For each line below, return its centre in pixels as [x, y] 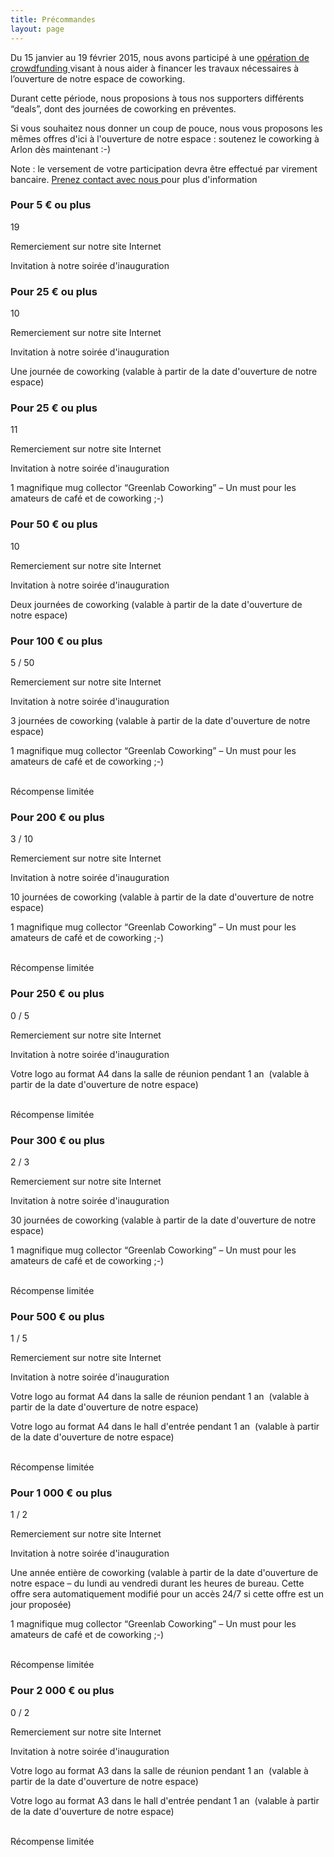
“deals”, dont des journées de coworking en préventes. [123, 108]
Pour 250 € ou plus [57, 994]
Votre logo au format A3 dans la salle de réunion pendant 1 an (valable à [159, 1770]
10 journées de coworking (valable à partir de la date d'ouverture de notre [162, 897]
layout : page [37, 29]
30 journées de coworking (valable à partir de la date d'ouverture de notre [163, 1220]
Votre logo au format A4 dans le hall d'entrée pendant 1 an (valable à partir [165, 1427]
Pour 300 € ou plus [57, 1140]
